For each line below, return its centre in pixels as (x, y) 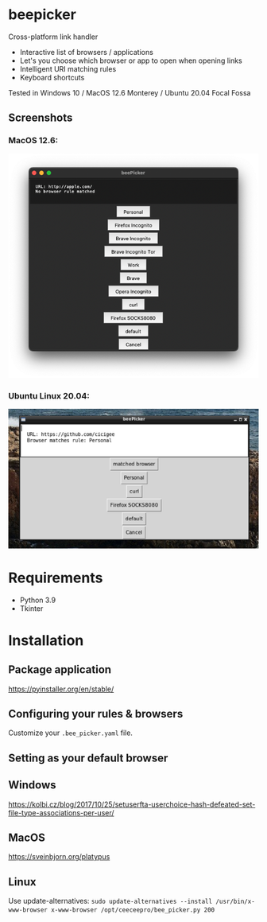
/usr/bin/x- (236, 902)
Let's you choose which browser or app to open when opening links (131, 60)
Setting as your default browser (88, 758)
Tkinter (31, 608)
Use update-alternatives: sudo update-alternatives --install (110, 901)
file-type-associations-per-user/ (61, 812)
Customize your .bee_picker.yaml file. (71, 733)
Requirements (56, 578)
